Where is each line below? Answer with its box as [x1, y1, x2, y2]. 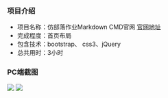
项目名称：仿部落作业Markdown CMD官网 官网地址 [16, 23, 161, 32]
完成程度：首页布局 [16, 32, 72, 40]
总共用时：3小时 [16, 49, 64, 57]
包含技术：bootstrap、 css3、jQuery [16, 40, 121, 49]
